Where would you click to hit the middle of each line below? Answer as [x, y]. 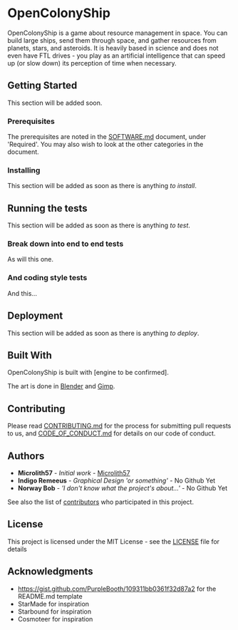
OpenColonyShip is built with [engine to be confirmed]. [88, 373]
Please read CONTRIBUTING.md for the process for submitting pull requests [119, 426]
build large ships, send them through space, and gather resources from [112, 40]
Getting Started [42, 86]
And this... [22, 293]
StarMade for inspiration [53, 604]
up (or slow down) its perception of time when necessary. [92, 63]
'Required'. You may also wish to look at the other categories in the [105, 145]
